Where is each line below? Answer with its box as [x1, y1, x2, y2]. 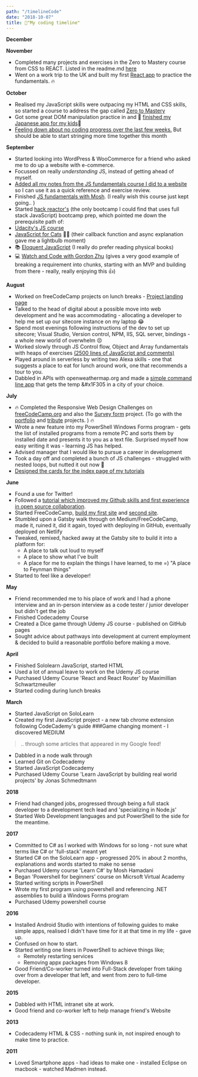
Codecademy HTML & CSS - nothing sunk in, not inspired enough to [14, 1030, 181, 1037]
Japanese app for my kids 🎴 [14, 120, 81, 127]
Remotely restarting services [23, 953, 94, 960]
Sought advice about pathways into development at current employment [14, 633, 191, 640]
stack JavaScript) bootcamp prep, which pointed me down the [14, 212, 167, 219]
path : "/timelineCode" [6, 8, 62, 15]
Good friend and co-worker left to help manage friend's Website [14, 1007, 171, 1014]
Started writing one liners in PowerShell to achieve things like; [14, 946, 165, 953]
